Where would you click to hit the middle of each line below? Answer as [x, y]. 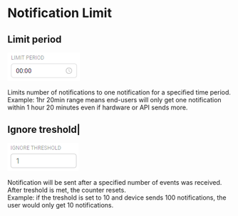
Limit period [35, 39]
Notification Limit [60, 13]
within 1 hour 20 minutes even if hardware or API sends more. [98, 107]
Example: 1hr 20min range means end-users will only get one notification [115, 100]
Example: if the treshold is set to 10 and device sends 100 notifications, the [117, 198]
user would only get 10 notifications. [61, 205]
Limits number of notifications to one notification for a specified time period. [119, 92]
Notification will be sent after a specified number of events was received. [115, 182]
